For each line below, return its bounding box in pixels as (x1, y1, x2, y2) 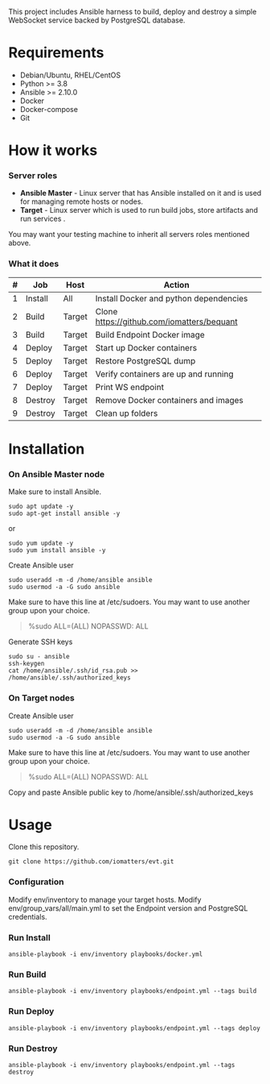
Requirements (8, 44, 104, 62)
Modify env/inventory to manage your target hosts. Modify (8, 895, 202, 904)
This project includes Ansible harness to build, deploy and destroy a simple (8, 7, 257, 16)
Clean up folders (95, 407, 158, 418)
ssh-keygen (8, 660, 45, 668)
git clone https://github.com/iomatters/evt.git (8, 858, 174, 866)
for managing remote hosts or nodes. (19, 197, 143, 206)
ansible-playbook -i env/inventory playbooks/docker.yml (8, 950, 203, 958)
